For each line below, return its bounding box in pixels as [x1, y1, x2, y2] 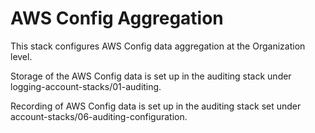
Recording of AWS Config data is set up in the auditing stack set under [10, 100, 302, 112]
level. [10, 50, 33, 62]
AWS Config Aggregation [10, 7, 224, 30]
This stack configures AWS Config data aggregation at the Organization [10, 40, 306, 52]
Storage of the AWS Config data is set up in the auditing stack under [10, 70, 292, 82]
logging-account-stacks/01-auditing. [10, 80, 162, 92]
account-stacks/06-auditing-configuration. [10, 110, 188, 122]
